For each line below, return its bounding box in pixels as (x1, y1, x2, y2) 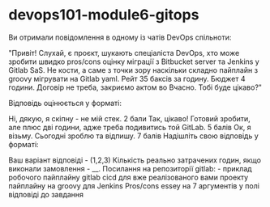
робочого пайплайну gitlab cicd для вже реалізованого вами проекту (8, 172, 249, 182)
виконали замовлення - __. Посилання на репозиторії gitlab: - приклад (8, 163, 253, 173)
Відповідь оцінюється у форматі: (8, 98, 122, 108)
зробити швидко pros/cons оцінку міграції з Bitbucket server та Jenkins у (8, 57, 259, 66)
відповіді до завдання (8, 189, 84, 199)
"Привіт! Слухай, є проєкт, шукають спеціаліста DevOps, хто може (8, 48, 240, 57)
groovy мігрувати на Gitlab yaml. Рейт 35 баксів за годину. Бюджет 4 (8, 74, 246, 83)
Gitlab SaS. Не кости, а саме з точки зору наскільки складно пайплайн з (8, 65, 258, 74)
